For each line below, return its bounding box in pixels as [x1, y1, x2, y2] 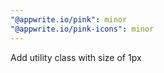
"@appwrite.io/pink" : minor [10, 14, 128, 25]
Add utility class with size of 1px [10, 51, 142, 63]
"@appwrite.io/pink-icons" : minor [10, 24, 155, 34]
